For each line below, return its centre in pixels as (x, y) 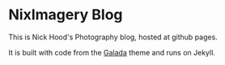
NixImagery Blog (66, 15)
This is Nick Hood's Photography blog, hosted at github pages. (113, 37)
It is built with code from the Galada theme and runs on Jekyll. (112, 52)
